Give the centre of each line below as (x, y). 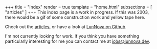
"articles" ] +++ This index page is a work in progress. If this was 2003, (77, 12)
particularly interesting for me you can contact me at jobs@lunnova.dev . (78, 41)
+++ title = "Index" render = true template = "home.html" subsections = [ (79, 7)
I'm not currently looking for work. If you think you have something (72, 36)
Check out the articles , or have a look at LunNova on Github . (66, 27)
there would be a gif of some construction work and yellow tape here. (75, 17)
